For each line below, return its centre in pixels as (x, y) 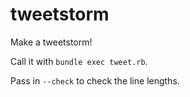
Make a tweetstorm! (51, 42)
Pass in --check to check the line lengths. (95, 80)
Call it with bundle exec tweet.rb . (79, 61)
